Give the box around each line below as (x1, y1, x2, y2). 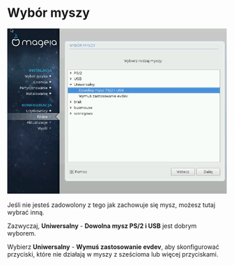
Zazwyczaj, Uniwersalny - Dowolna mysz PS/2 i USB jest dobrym (7, 222, 197, 230)
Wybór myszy (7, 5, 91, 21)
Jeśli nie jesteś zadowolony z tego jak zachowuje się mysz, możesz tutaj (7, 201, 216, 209)
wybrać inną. (7, 208, 45, 216)
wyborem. (7, 229, 36, 237)
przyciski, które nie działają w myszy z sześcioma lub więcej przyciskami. (7, 250, 219, 258)
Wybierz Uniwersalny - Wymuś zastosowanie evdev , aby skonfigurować (7, 243, 219, 251)
